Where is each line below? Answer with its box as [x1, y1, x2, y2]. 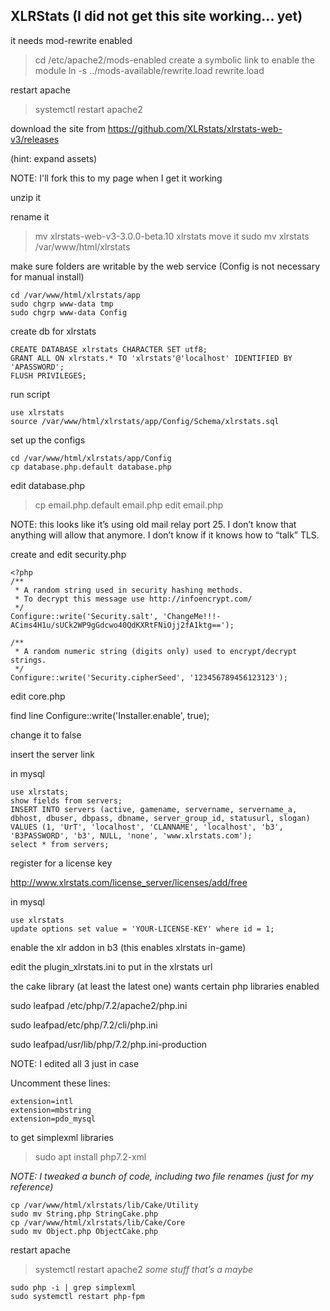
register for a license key [10, 857, 113, 869]
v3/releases [10, 133, 60, 145]
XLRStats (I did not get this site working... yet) [10, 8, 303, 25]
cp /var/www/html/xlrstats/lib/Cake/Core [10, 1217, 186, 1228]
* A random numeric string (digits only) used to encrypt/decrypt [14, 646, 298, 656]
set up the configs [10, 434, 86, 446]
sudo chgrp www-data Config [10, 307, 128, 318]
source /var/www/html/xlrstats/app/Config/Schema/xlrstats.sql [10, 416, 280, 426]
